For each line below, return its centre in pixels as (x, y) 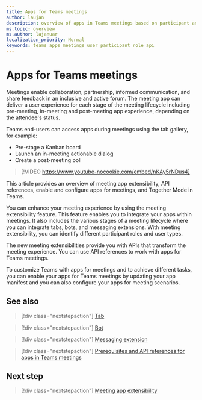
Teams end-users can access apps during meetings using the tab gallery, (97, 129)
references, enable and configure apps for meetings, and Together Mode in (100, 190)
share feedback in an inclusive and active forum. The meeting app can (93, 98)
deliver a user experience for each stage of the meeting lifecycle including (98, 105)
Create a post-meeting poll (48, 160)
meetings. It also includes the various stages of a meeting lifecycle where (97, 220)
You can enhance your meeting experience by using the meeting (86, 208)
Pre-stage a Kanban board (48, 147)
